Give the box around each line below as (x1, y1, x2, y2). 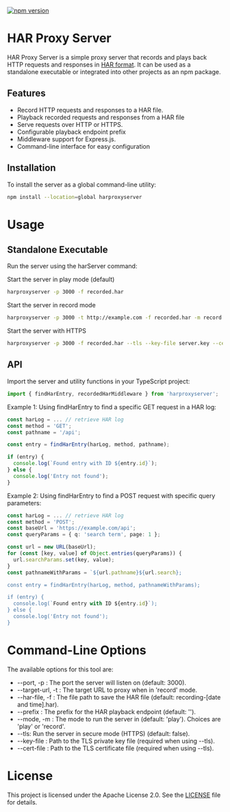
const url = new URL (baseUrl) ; (7, 544, 97, 551)
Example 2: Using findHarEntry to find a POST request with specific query (7, 491, 216, 500)
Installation (7, 162, 56, 174)
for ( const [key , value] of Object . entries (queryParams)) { (7, 550, 183, 557)
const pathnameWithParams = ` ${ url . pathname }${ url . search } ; (7, 569, 183, 576)
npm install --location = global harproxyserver (7, 193, 142, 200)
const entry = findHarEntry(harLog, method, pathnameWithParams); (7, 582, 201, 588)
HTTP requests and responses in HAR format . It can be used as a (7, 60, 191, 69)
